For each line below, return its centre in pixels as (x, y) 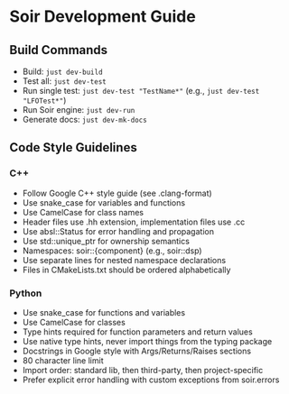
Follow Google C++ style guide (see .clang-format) (117, 193)
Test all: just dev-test (64, 81)
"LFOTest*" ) (44, 100)
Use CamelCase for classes (74, 322)
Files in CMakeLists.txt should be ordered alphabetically (126, 270)
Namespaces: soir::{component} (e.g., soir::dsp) (112, 251)
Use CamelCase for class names (83, 212)
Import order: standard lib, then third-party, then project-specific (143, 370)
